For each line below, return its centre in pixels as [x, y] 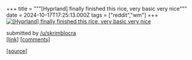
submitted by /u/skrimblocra [41, 33]
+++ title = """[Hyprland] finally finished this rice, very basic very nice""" [97, 9]
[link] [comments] [28, 39]
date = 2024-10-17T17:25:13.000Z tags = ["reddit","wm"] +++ [82, 15]
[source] [17, 51]
